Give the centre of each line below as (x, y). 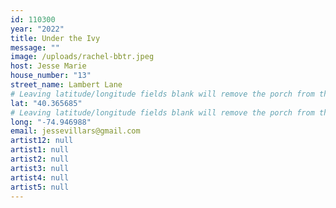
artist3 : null (40, 168)
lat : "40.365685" (46, 103)
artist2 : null (40, 159)
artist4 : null (40, 177)
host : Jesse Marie (48, 66)
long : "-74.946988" (51, 122)
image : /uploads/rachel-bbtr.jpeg (82, 57)
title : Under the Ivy (55, 38)
